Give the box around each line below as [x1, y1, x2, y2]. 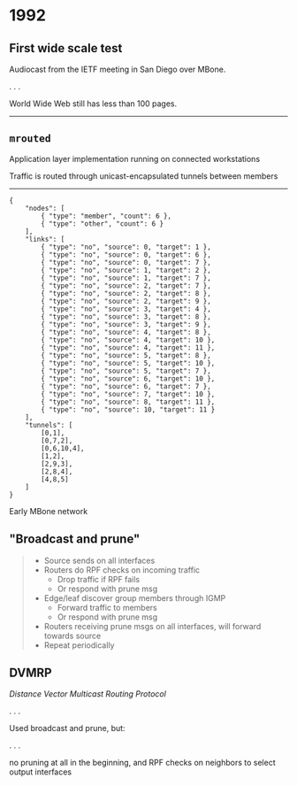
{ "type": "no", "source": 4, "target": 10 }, [41, 335, 216, 344]
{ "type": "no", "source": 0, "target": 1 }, [41, 243, 212, 251]
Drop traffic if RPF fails [57, 574, 140, 584]
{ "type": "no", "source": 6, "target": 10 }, [41, 374, 216, 383]
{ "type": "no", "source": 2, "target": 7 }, [41, 281, 212, 290]
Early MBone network [9, 505, 88, 516]
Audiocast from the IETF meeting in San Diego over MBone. [9, 64, 226, 74]
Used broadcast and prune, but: [9, 723, 126, 734]
